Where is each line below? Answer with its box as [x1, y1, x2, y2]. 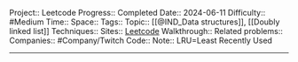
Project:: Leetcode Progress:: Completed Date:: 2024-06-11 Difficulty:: [9, 8, 266, 17]
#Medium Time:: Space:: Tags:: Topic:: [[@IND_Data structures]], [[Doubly [9, 17, 280, 27]
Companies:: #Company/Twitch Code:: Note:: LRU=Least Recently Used [9, 35, 273, 45]
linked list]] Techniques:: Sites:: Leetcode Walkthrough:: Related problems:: [9, 26, 284, 36]
